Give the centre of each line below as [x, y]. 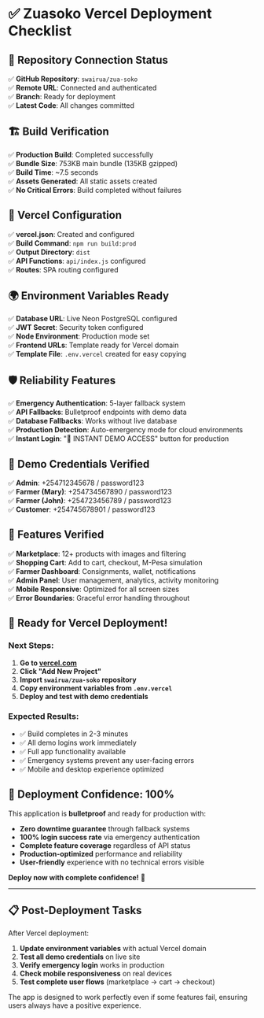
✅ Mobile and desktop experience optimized [92, 769]
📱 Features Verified [56, 535]
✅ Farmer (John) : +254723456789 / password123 [90, 501]
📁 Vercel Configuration [65, 215]
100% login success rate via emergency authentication [110, 837]
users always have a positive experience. [75, 1005]
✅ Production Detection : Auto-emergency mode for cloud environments [126, 430]
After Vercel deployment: [48, 933]
